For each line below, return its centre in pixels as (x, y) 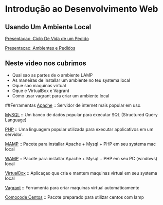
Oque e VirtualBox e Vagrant (41, 91)
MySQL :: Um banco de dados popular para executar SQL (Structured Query (81, 114)
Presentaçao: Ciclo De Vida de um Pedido (47, 38)
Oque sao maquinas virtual (39, 85)
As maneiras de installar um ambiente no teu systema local (71, 80)
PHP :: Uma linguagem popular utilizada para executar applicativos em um (79, 129)
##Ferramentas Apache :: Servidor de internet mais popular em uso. (73, 105)
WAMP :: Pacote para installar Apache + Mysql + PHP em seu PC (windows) (81, 158)
